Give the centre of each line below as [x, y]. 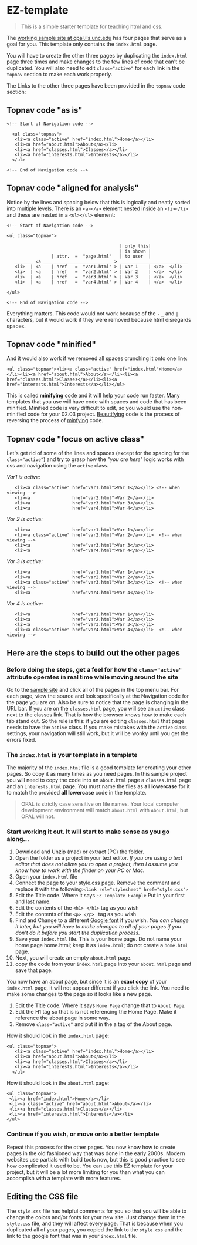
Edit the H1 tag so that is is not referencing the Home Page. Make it [96, 1012]
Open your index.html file [46, 877]
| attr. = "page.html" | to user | [101, 256]
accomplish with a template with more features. [64, 1178]
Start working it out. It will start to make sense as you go [88, 832]
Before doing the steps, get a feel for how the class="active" [94, 669]
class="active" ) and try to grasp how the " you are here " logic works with [95, 459]
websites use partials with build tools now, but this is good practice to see [96, 1159]
